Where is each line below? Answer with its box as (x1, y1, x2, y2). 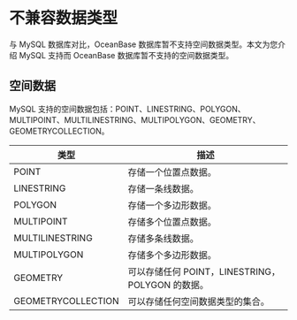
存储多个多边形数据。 (127, 248, 217, 261)
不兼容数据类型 (9, 8, 118, 28)
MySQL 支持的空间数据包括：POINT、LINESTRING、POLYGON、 (9, 103, 246, 114)
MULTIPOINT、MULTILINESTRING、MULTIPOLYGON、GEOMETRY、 (9, 114, 261, 125)
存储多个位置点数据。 (127, 216, 217, 228)
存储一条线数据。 (127, 182, 199, 194)
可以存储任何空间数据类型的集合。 (127, 295, 270, 308)
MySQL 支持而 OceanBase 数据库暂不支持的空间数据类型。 (19, 50, 234, 60)
